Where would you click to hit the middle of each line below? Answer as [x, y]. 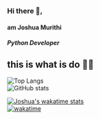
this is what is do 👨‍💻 [51, 64]
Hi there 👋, [25, 11]
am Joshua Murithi [34, 27]
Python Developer [33, 43]
